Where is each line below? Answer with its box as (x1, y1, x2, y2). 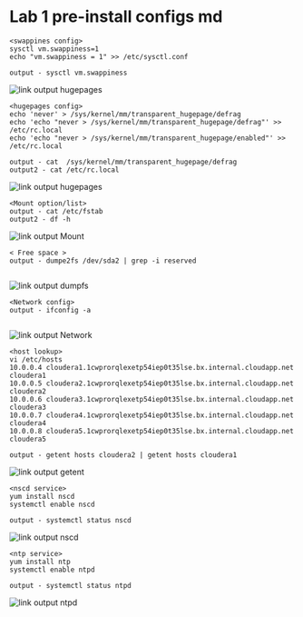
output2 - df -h (9, 214, 71, 224)
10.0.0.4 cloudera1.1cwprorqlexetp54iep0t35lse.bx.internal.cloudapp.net (9, 363, 295, 372)
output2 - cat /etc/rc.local (9, 165, 120, 174)
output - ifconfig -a (9, 305, 92, 314)
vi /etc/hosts (9, 354, 64, 364)
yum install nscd (9, 492, 75, 501)
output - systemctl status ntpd (9, 581, 132, 590)
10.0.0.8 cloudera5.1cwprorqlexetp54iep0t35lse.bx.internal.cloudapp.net (9, 426, 295, 435)
